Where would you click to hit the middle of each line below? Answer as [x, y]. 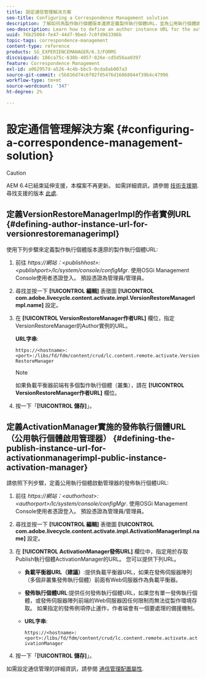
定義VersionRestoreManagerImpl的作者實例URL [99, 214]
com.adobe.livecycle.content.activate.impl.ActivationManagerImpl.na [107, 531]
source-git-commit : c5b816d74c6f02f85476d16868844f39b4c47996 [87, 75]
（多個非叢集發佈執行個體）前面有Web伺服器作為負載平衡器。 [103, 580]
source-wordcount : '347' [38, 86]
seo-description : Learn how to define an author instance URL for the [98, 29]
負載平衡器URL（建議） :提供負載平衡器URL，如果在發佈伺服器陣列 [108, 572]
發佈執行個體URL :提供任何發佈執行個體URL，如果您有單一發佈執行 [108, 593]
